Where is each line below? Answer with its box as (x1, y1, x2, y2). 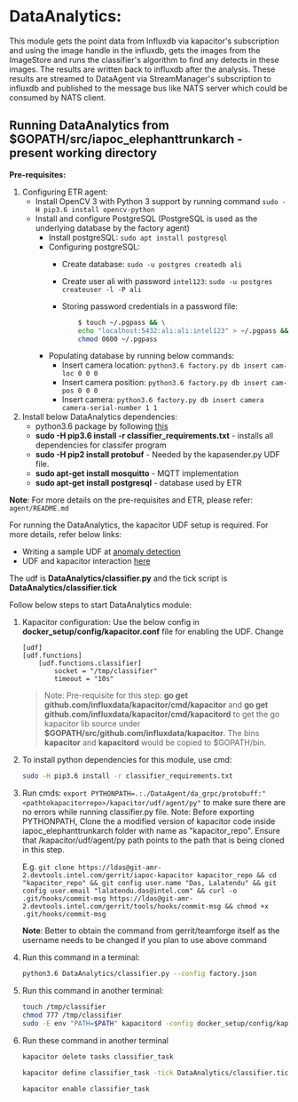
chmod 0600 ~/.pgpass (77, 335, 158, 344)
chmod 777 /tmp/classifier (21, 1011, 122, 1019)
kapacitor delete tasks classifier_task (21, 1052, 174, 1061)
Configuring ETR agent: (21, 186, 108, 197)
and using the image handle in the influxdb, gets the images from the (9, 44, 261, 55)
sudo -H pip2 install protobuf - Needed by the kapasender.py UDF (35, 449, 281, 460)
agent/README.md (9, 504, 69, 513)
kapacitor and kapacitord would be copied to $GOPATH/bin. (43, 737, 267, 748)
